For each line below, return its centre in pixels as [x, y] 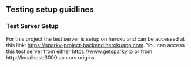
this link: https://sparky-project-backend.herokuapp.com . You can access [95, 45]
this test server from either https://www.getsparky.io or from [79, 51]
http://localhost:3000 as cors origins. [51, 57]
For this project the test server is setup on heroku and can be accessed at [95, 39]
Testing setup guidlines [50, 10]
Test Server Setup [32, 26]
